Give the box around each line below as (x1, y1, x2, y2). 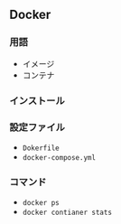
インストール (9, 94, 65, 107)
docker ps (22, 199, 60, 208)
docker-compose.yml (22, 153, 97, 162)
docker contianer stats (22, 208, 113, 218)
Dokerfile (22, 144, 60, 153)
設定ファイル (9, 121, 66, 134)
